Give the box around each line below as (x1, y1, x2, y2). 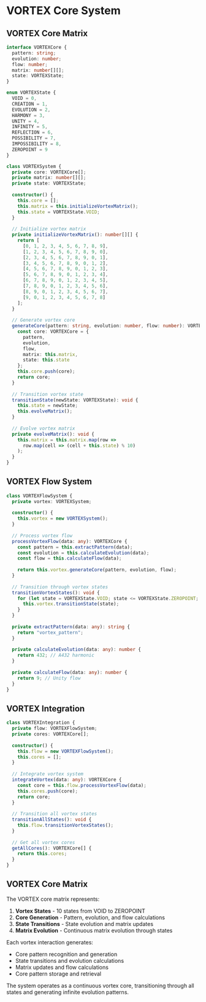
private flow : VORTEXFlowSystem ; (12, 726, 97, 732)
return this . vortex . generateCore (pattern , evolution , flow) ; (17, 567, 177, 573)
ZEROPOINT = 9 (12, 146, 48, 153)
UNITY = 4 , (12, 118, 40, 124)
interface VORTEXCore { (6, 44, 67, 50)
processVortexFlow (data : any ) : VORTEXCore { (12, 538, 128, 544)
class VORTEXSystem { (6, 163, 62, 169)
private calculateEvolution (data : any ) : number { (12, 647, 141, 653)
